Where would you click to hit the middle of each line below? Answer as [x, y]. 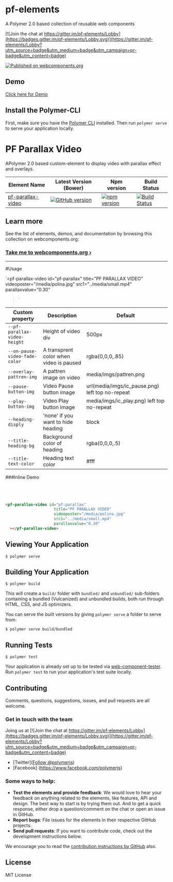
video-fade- [23, 356]
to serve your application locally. [40, 128]
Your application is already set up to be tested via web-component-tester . [84, 667]
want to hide [58, 422]
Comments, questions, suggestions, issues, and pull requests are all [77, 701]
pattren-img [23, 377]
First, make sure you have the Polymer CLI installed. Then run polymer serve [86, 123]
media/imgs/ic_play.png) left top [125, 401]
